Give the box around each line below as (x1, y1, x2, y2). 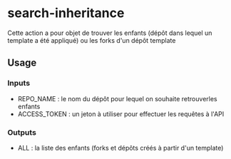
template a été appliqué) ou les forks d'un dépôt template (7, 36, 176, 44)
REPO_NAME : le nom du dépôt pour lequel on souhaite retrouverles (17, 94, 217, 103)
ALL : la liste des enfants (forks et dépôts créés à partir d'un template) (17, 143, 224, 152)
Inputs (7, 78, 31, 88)
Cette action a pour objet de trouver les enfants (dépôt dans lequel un (7, 29, 212, 37)
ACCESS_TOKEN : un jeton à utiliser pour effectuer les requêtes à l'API (17, 109, 225, 118)
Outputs (7, 127, 37, 137)
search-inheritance (7, 5, 125, 21)
